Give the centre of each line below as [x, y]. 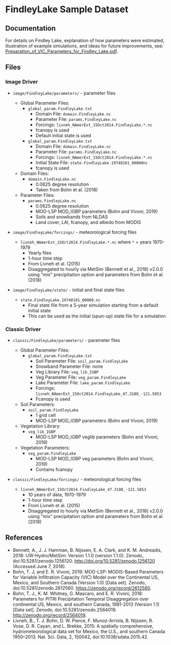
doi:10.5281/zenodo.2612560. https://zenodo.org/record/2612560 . [82, 588]
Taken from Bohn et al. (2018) [67, 189]
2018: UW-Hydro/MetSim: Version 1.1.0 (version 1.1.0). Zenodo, [78, 555]
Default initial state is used [63, 135]
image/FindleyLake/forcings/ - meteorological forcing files [75, 232]
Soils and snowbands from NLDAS [72, 217]
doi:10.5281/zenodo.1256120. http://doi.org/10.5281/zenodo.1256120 [84, 561]
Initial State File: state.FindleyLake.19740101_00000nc [92, 162]
